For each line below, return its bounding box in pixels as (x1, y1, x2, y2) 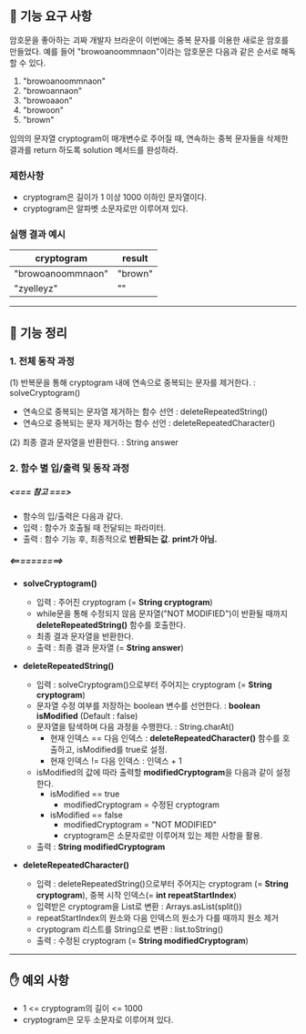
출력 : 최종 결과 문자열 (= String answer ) (36, 642, 184, 653)
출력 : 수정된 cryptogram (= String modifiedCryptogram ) (36, 935, 249, 946)
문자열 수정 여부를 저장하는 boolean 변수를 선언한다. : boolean (36, 700, 261, 711)
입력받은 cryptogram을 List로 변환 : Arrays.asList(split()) (36, 900, 243, 912)
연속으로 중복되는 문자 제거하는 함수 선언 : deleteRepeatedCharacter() (22, 418, 276, 429)
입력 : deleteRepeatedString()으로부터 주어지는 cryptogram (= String (36, 877, 289, 889)
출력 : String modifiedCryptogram (36, 841, 166, 852)
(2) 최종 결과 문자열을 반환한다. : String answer (9, 437, 179, 448)
